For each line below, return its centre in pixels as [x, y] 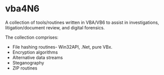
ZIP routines [25, 68]
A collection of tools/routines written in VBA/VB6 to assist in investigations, [82, 22]
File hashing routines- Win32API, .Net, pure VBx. [62, 47]
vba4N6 [22, 9]
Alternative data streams [38, 57]
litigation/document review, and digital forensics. [55, 27]
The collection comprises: [32, 37]
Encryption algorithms [35, 52]
